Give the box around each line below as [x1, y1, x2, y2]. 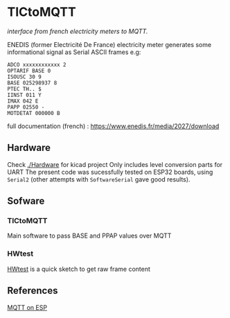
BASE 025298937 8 [7, 79, 57, 87]
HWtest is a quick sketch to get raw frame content [7, 265, 151, 273]
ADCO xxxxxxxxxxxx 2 [7, 61, 67, 68]
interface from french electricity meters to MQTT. [7, 27, 148, 35]
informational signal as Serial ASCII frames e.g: [7, 48, 141, 56]
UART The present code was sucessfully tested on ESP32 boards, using [7, 168, 213, 176]
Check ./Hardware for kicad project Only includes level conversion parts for [7, 160, 223, 168]
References [7, 285, 58, 297]
